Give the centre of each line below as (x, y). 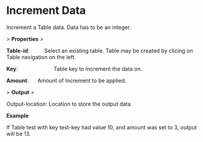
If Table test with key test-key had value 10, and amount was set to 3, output (101, 127)
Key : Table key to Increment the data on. (74, 69)
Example (18, 115)
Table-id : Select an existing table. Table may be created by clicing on (100, 50)
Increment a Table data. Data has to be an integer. (69, 27)
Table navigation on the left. (41, 57)
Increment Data (46, 11)
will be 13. (19, 134)
